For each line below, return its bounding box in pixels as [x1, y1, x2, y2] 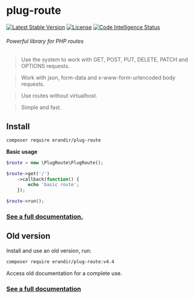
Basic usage [6, 148, 38, 155]
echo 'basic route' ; [28, 182, 80, 188]
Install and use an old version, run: [6, 247, 92, 254]
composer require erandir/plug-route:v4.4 [6, 258, 114, 265]
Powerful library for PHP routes [6, 37, 84, 45]
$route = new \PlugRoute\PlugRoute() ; [6, 160, 104, 166]
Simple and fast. [20, 104, 61, 111]
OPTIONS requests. [20, 63, 70, 70]
